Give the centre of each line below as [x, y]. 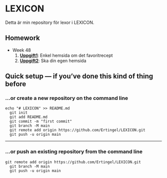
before [16, 84]
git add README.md [29, 117]
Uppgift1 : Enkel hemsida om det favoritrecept [66, 55]
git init [19, 113]
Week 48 [22, 50]
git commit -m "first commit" [41, 122]
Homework [23, 38]
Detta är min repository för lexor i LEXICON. [50, 22]
